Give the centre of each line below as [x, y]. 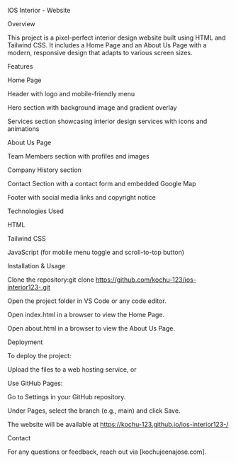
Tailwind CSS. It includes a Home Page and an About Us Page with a [107, 45]
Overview [21, 24]
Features [20, 66]
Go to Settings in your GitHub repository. [67, 397]
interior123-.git [29, 287]
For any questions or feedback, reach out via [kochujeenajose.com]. [107, 452]
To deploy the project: [40, 356]
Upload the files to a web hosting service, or [72, 370]
